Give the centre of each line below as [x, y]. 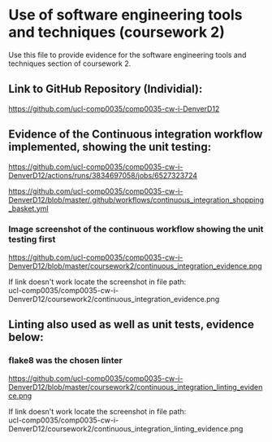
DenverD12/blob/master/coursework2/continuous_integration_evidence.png [135, 265]
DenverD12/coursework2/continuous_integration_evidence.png [114, 299]
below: [26, 337]
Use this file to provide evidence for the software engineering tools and [127, 55]
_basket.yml [28, 208]
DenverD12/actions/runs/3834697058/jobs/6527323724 [103, 175]
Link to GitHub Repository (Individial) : [106, 89]
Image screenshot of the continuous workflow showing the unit [136, 230]
